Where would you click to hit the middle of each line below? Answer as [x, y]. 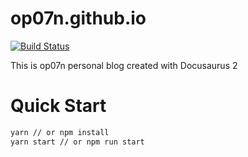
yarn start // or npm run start [77, 142]
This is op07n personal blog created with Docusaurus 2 [124, 65]
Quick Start [58, 106]
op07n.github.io [78, 18]
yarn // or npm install [60, 132]
